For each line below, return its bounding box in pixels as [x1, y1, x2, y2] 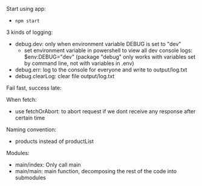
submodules [15, 174, 47, 181]
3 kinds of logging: [6, 28, 53, 36]
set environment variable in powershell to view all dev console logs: [24, 47, 192, 54]
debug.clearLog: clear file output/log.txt [15, 73, 115, 79]
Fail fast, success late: [6, 84, 62, 91]
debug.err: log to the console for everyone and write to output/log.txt [15, 66, 187, 73]
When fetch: [6, 96, 37, 103]
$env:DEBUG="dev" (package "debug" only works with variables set [24, 53, 196, 60]
